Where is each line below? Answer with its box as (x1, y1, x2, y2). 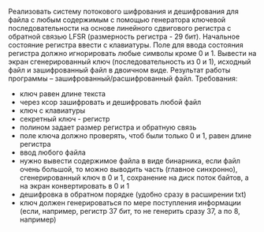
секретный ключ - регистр (19, 114, 110, 123)
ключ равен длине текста (19, 89, 106, 98)
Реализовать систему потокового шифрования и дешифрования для (8, 7, 239, 16)
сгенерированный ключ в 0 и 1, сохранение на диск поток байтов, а (19, 173, 250, 182)
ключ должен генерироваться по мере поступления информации (19, 198, 242, 208)
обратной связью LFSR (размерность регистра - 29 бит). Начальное (8, 32, 240, 41)
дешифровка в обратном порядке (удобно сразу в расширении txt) (19, 189, 247, 199)
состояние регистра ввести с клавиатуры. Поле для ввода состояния (8, 40, 244, 50)
